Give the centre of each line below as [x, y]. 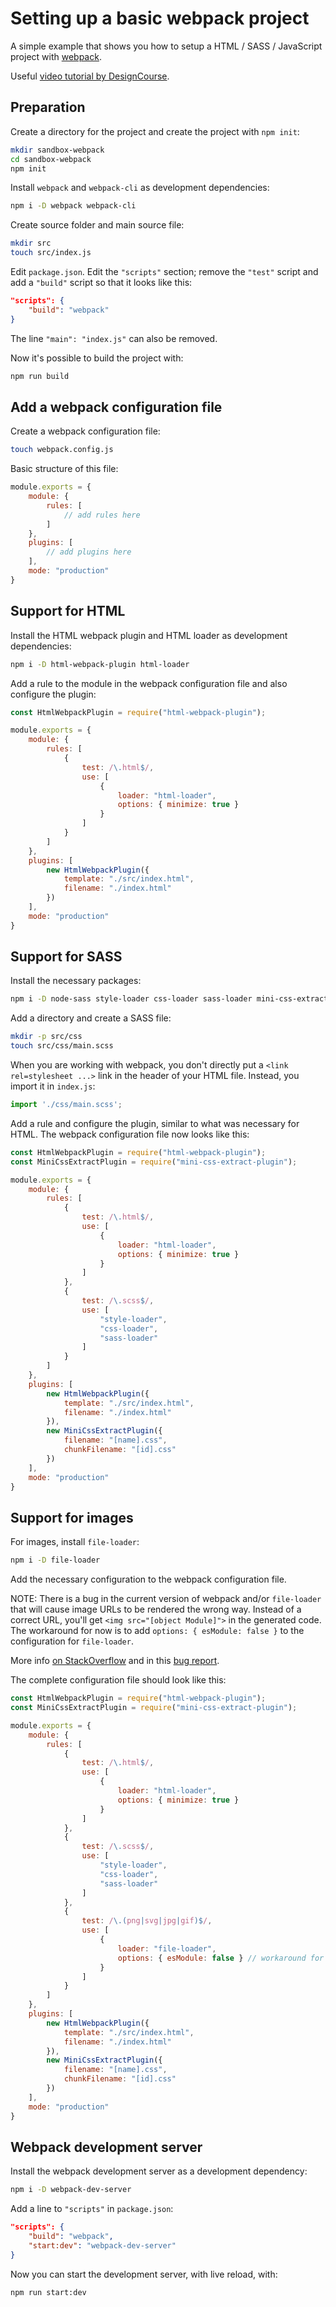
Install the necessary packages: [76, 981]
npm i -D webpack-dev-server [71, 2190]
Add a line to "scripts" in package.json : [92, 2209]
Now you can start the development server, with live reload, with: [144, 2274]
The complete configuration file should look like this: [118, 1680]
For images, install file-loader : [75, 1542]
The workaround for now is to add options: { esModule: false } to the [157, 1631]
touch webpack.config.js [62, 450]
